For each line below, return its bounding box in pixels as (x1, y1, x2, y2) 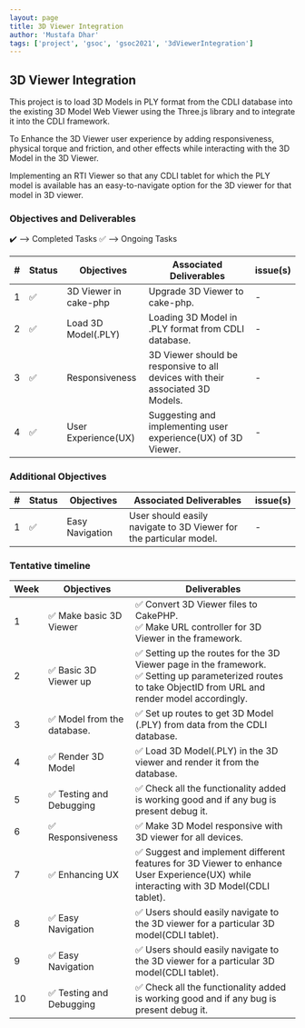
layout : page (9, 13, 59, 23)
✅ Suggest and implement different (134, 845, 286, 858)
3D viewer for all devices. (134, 831, 243, 843)
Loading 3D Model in (148, 311, 238, 324)
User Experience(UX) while (134, 868, 251, 881)
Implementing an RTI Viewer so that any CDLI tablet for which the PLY (9, 170, 271, 182)
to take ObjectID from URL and (134, 681, 266, 694)
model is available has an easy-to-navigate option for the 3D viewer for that (9, 180, 292, 191)
